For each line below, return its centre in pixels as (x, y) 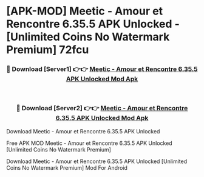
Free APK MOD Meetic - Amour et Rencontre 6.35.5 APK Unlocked (89, 143)
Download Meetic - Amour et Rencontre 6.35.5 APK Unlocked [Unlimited (97, 161)
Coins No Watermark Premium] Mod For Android (67, 167)
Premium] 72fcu (48, 50)
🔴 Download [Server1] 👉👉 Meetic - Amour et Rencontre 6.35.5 (102, 69)
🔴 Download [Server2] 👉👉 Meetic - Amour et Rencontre (102, 109)
